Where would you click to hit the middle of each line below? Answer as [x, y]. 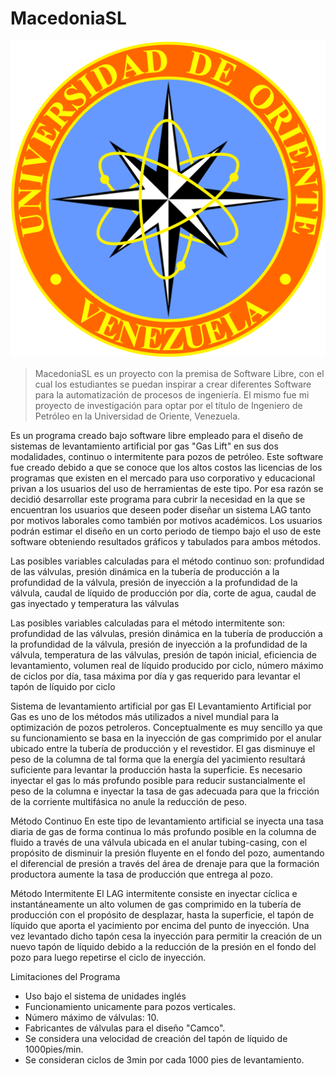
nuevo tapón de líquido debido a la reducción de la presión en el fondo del [163, 946]
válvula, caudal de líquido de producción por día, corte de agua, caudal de [163, 593]
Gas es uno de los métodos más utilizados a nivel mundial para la [145, 716]
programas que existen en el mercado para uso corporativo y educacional [163, 478]
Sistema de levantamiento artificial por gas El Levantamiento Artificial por [161, 706]
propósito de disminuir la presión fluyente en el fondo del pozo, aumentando [167, 853]
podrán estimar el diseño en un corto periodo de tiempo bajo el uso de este [166, 531]
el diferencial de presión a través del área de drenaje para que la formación [165, 863]
